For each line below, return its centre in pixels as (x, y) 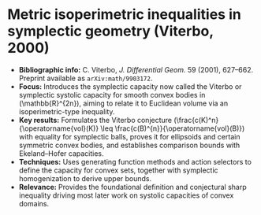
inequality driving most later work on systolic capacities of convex (126, 195)
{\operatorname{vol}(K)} (59, 128)
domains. (34, 203)
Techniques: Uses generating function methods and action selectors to (135, 161)
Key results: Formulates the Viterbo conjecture (95, 120)
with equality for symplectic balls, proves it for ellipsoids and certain (129, 136)
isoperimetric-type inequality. (67, 111)
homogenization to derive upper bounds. (85, 178)
